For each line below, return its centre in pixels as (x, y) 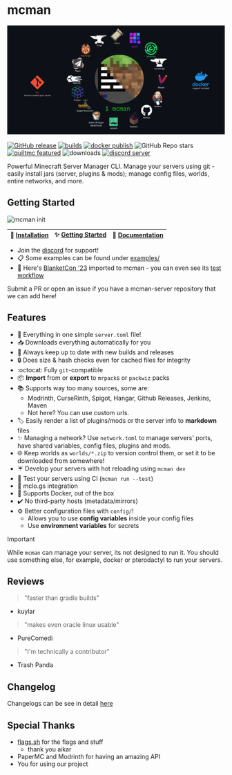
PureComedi (35, 638)
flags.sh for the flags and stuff (60, 742)
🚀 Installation (29, 235)
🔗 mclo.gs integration (47, 486)
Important (21, 539)
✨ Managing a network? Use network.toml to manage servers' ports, (115, 437)
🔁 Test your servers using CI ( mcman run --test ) (85, 478)
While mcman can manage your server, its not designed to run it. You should (113, 552)
